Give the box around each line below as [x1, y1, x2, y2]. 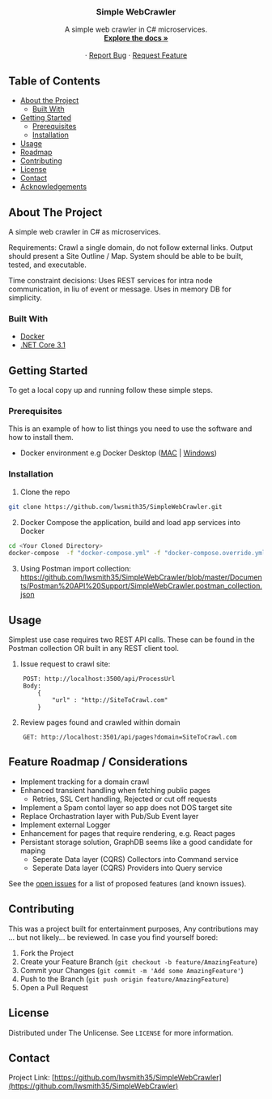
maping [19, 846, 46, 855]
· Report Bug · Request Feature [84, 50, 188, 60]
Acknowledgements [19, 182, 87, 192]
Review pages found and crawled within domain [19, 718, 181, 727]
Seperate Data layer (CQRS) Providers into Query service [32, 863, 223, 873]
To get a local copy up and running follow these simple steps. [8, 386, 213, 395]
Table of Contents [8, 74, 101, 88]
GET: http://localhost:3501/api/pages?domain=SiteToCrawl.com [23, 733, 237, 742]
